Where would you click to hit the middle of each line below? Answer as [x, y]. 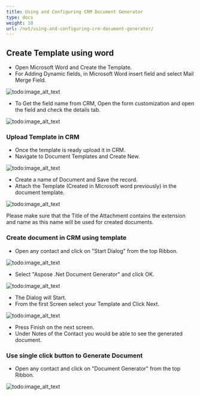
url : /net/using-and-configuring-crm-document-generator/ [80, 29]
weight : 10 [20, 23]
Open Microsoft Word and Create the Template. [73, 67]
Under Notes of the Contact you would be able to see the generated [99, 334]
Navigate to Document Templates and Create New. [77, 156]
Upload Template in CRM [43, 137]
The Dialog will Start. [41, 297]
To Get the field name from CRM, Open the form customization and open [104, 103]
